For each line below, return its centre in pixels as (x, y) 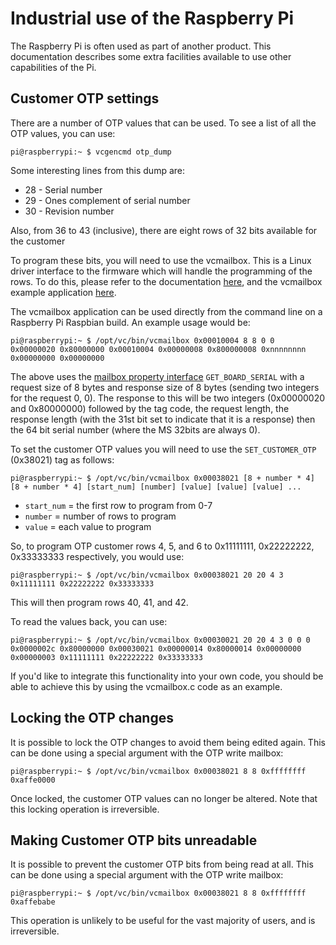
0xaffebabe (33, 902)
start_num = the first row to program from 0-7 (118, 505)
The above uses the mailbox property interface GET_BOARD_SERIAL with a (157, 376)
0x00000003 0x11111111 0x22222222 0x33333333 (106, 657)
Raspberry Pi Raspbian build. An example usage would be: (130, 322)
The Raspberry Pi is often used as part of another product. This (141, 46)
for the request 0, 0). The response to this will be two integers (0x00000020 (168, 398)
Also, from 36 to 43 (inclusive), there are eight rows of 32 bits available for (164, 230)
